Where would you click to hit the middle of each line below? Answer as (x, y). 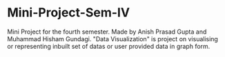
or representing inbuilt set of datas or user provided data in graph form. (109, 46)
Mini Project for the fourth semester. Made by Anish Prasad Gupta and (107, 32)
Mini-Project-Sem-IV (68, 13)
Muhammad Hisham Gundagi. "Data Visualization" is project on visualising (113, 38)
